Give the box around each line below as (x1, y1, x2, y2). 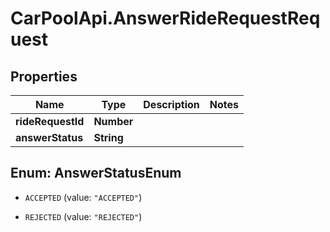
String (93, 131, 124, 144)
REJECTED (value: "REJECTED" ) (24, 210, 143, 222)
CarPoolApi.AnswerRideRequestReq (10, 7, 321, 30)
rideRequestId (15, 115, 85, 128)
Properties (10, 68, 78, 85)
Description (143, 98, 200, 111)
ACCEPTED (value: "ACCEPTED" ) (24, 191, 143, 203)
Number (93, 115, 134, 128)
